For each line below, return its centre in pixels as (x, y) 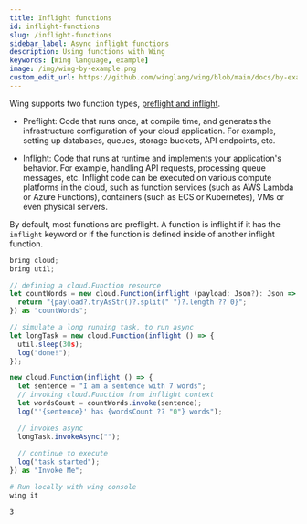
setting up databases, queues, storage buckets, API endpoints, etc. (149, 140)
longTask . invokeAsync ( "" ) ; (69, 436)
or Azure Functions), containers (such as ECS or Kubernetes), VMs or (153, 196)
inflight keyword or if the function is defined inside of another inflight (143, 234)
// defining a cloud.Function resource (85, 285)
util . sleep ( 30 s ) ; (51, 344)
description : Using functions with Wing (88, 52)
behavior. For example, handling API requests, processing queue (144, 168)
